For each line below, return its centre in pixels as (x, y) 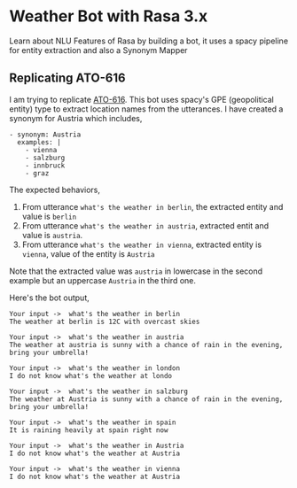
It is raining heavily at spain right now (89, 430)
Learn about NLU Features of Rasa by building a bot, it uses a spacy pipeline (149, 41)
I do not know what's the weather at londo (91, 376)
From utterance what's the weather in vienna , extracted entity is (142, 244)
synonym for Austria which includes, (76, 118)
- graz (37, 173)
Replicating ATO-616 (67, 78)
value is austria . (52, 235)
